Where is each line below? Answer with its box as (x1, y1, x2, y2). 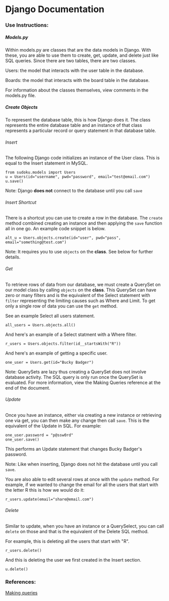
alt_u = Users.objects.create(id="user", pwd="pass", (5, 235, 121, 241)
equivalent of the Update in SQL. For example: (5, 422, 102, 428)
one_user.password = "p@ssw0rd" (5, 433, 73, 438)
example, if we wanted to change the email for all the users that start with (5, 482, 158, 488)
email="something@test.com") (5, 240, 67, 245)
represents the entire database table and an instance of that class (5, 122, 143, 128)
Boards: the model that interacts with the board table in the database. (5, 77, 150, 83)
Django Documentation (5, 4, 105, 15)
